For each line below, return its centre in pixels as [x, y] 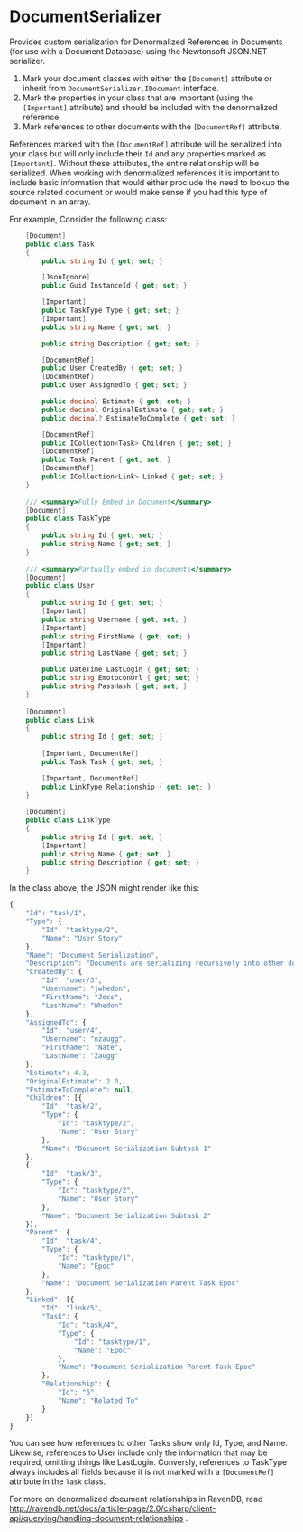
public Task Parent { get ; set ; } [106, 460]
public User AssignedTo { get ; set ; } [115, 385]
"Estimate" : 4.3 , [58, 1073]
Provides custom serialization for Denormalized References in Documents [146, 42]
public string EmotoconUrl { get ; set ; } [121, 678]
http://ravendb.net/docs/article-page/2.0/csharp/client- [113, 1508]
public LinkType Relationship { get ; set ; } [127, 787]
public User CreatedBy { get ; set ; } [112, 368]
